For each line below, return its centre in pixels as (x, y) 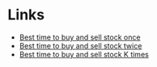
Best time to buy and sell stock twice (81, 45)
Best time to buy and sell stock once (80, 37)
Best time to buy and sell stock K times (84, 54)
